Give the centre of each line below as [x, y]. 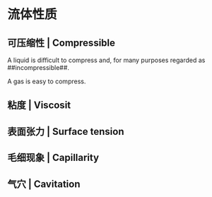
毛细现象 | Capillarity [53, 158]
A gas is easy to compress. [47, 81]
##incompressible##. [38, 67]
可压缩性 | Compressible [61, 43]
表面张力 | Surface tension [66, 131]
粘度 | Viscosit [39, 106]
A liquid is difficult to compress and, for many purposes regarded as [106, 60]
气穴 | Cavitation [44, 184]
